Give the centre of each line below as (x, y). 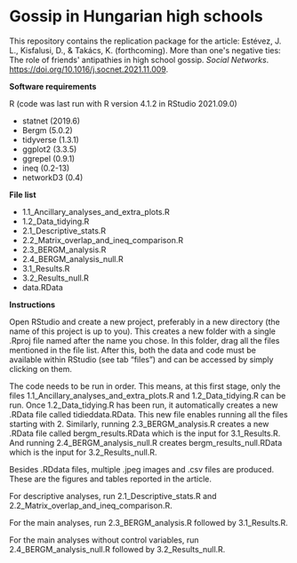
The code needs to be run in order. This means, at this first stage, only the (145, 386)
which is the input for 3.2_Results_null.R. (83, 452)
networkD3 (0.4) (52, 177)
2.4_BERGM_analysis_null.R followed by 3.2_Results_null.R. (117, 549)
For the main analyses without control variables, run (104, 540)
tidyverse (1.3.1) (51, 139)
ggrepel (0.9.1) (48, 158)
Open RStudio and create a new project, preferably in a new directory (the (144, 321)
